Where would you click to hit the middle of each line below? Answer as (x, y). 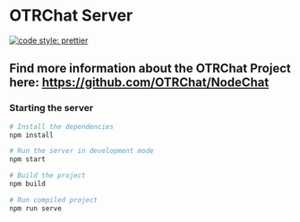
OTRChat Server (71, 16)
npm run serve (36, 208)
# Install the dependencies (62, 126)
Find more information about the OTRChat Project (150, 68)
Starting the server (51, 108)
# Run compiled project (54, 200)
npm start (28, 159)
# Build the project (48, 175)
